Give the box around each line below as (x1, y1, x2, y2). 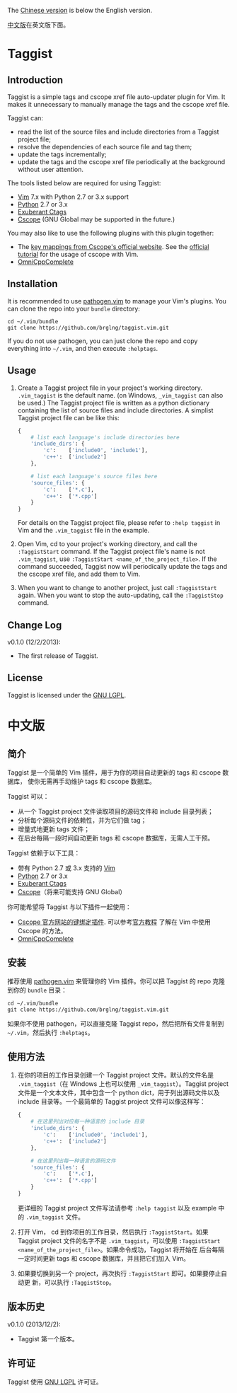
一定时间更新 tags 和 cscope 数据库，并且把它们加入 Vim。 (17, 1254, 190, 1262)
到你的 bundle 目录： (7, 985, 67, 994)
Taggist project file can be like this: (17, 413, 120, 422)
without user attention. (17, 166, 83, 173)
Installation (7, 278, 58, 290)
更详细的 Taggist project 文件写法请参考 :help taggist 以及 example (17, 1203, 217, 1212)
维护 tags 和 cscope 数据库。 (70, 777, 156, 785)
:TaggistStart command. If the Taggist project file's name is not (17, 548, 205, 556)
